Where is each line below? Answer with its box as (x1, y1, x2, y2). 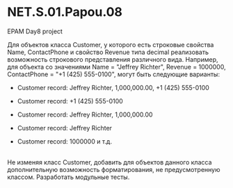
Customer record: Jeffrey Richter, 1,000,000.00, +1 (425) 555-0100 (17, 83, 210, 92)
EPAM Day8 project (7, 27, 63, 35)
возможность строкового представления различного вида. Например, (7, 55, 218, 63)
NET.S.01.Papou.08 (7, 4, 123, 20)
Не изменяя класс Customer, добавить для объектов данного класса (7, 157, 212, 166)
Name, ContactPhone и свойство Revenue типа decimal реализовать (7, 48, 209, 56)
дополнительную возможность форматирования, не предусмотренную (7, 165, 220, 173)
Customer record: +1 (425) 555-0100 (17, 96, 123, 105)
